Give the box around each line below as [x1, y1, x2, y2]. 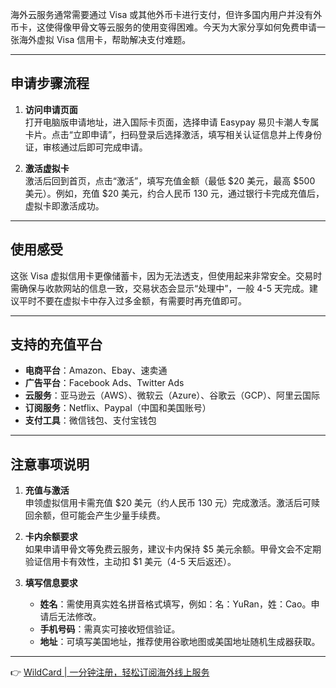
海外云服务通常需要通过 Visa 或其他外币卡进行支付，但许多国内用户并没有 [10, 9, 314, 20]
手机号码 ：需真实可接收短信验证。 [39, 623, 181, 635]
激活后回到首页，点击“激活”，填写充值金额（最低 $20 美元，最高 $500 [24, 174, 316, 187]
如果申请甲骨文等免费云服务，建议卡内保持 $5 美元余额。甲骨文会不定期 [24, 543, 322, 555]
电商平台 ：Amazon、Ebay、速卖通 [24, 364, 168, 377]
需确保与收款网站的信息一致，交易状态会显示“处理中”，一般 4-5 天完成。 [10, 282, 310, 294]
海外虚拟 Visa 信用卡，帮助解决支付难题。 [18, 34, 192, 45]
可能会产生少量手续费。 [68, 509, 166, 522]
